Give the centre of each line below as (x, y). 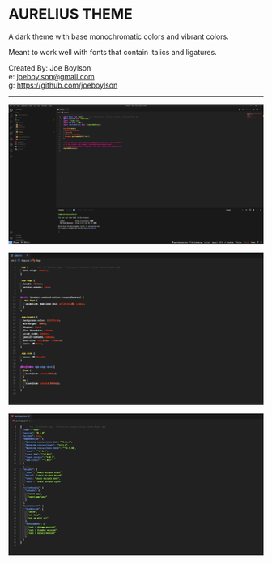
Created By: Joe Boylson (50, 68)
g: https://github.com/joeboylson (63, 85)
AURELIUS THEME (71, 14)
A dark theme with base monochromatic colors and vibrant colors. (119, 36)
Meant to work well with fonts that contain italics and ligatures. (113, 52)
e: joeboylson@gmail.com (51, 76)
